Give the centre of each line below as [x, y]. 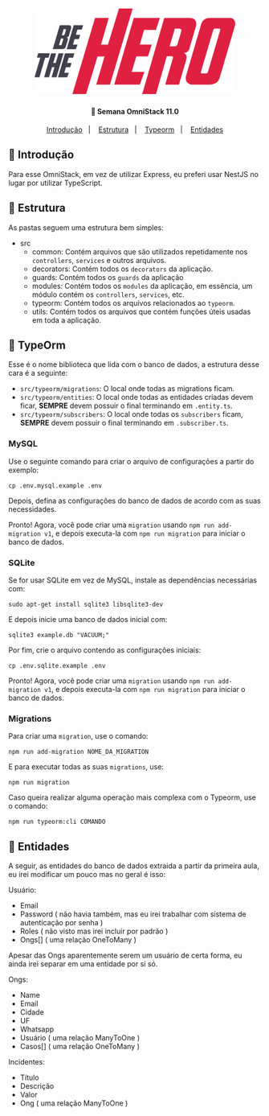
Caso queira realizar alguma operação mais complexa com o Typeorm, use [132, 797]
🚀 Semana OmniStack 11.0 [135, 112]
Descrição [37, 1086]
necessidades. [33, 509]
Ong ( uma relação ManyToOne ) [74, 1103]
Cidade [32, 1012]
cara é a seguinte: [38, 373]
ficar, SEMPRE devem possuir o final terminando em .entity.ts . [126, 406]
